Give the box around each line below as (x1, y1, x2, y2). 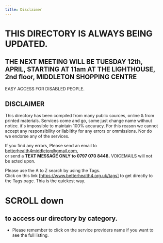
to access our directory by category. (5, 214, 118, 223)
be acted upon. (5, 158, 35, 164)
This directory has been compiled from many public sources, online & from (5, 113, 154, 119)
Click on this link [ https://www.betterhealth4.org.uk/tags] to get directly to (5, 173, 153, 179)
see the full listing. (12, 232, 49, 238)
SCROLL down (5, 195, 64, 206)
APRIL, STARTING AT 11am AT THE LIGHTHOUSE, (5, 65, 155, 73)
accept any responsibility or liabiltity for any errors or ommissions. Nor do (5, 128, 152, 134)
